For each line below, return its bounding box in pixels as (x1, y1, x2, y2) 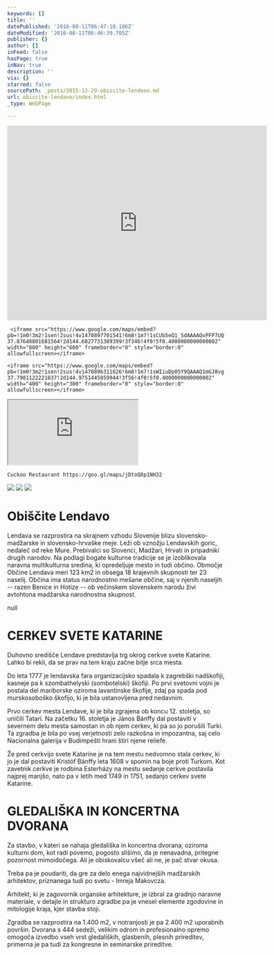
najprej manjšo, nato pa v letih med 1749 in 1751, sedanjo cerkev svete (7, 772, 207, 780)
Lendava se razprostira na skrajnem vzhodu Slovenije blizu (7, 531, 175, 540)
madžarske (7, 538, 39, 547)
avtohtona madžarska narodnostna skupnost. (7, 590, 136, 599)
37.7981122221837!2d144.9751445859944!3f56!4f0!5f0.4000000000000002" (7, 374, 215, 381)
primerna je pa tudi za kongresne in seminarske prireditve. (7, 940, 174, 948)
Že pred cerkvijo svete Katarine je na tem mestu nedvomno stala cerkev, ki (7, 749, 220, 758)
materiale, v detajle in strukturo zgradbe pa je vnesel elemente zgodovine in (7, 897, 223, 905)
